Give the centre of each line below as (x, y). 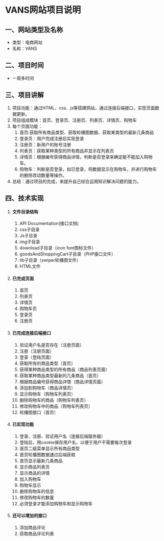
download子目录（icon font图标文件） (58, 248)
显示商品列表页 (35, 467)
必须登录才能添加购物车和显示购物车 (56, 503)
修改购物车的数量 (37, 497)
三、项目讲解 (24, 95)
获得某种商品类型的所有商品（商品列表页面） (65, 369)
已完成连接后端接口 (32, 333)
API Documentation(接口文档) (49, 223)
